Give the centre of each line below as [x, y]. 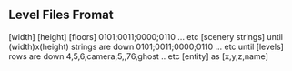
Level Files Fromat [61, 15]
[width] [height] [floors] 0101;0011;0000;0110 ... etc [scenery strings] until [146, 36]
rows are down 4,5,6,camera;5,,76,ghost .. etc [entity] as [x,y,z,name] [139, 56]
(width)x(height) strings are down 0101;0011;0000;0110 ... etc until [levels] [146, 46]
